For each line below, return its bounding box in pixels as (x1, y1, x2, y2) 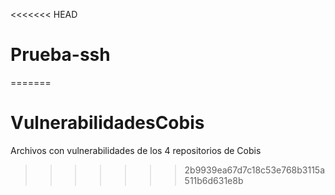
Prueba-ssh (10, 44, 111, 66)
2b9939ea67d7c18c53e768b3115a (184, 164, 326, 176)
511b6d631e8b (184, 174, 244, 186)
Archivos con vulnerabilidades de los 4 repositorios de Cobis (10, 144, 262, 156)
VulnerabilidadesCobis (10, 112, 205, 134)
